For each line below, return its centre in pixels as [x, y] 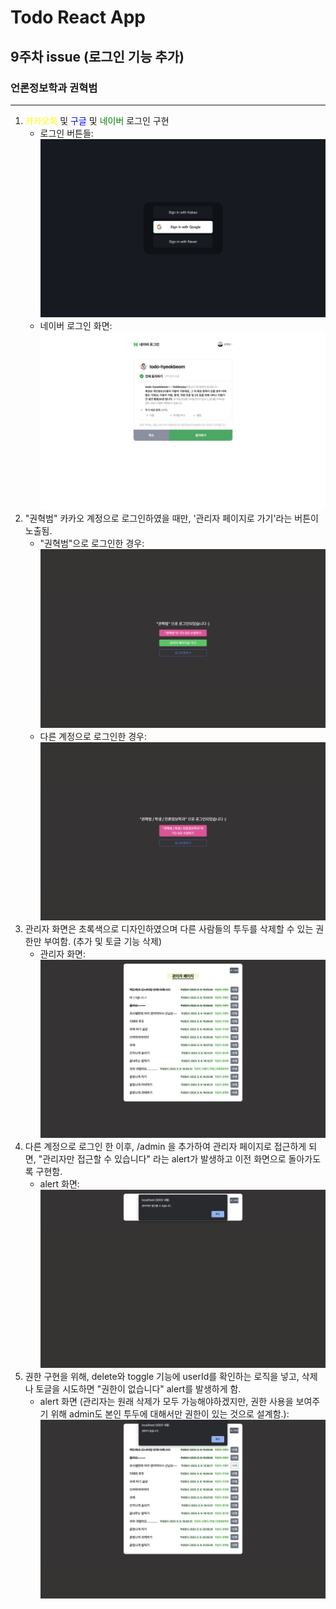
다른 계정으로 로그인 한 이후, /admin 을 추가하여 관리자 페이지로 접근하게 [165, 1147]
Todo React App [78, 17]
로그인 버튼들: [66, 133]
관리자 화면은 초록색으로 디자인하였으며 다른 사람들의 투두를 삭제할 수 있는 [169, 928]
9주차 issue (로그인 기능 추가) [97, 56]
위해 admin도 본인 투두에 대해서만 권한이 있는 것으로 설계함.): [170, 1414]
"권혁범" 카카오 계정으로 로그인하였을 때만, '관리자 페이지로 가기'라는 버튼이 [171, 518]
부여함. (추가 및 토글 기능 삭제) [102, 941]
